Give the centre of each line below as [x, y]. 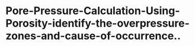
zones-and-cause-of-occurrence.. [93, 36]
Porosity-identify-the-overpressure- [98, 23]
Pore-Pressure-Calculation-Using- [93, 11]
